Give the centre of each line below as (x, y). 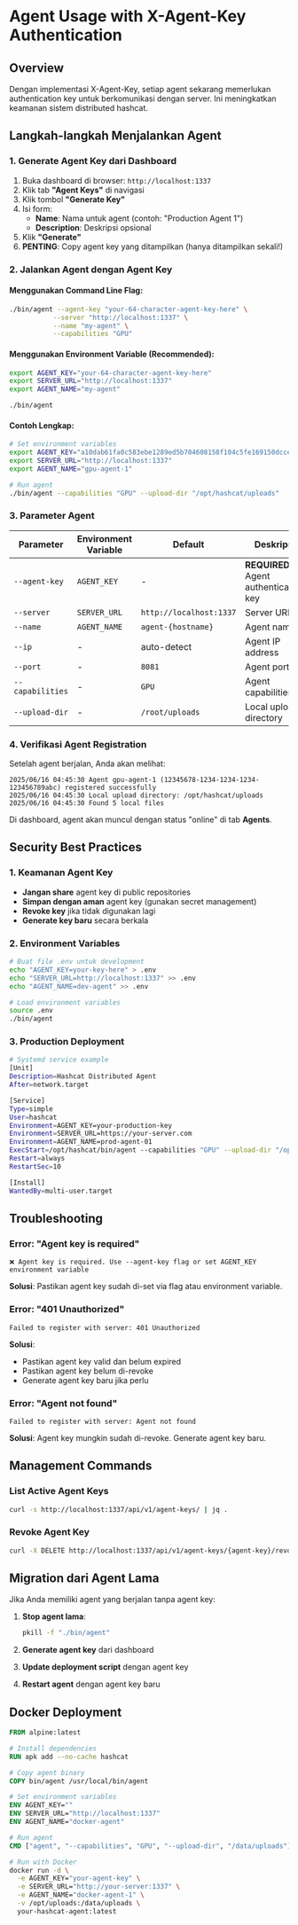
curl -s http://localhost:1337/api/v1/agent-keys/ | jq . (118, 1509)
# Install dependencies (53, 1749)
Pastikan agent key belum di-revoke (87, 1371)
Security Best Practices (76, 847)
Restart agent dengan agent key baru (91, 1684)
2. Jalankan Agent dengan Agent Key (91, 270)
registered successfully (111, 788)
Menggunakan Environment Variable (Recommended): (112, 354)
